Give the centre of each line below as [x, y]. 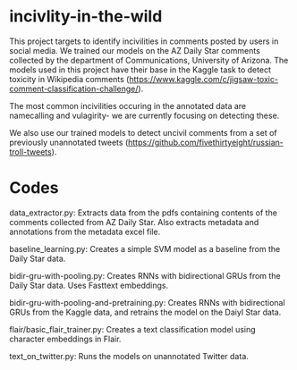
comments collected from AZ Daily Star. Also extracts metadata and [134, 222]
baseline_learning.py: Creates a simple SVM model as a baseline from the [145, 248]
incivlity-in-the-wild [86, 17]
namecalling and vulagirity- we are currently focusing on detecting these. [144, 115]
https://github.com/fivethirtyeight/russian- [206, 142]
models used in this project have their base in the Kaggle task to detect [140, 70]
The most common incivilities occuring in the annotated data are [128, 105]
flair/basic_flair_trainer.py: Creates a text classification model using [133, 329]
